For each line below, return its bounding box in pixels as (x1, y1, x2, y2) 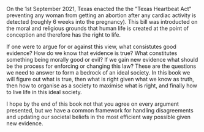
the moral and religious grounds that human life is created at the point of (6, 24, 189, 32)
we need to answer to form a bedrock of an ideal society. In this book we (6, 69, 191, 76)
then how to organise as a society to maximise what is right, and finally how (6, 82, 197, 89)
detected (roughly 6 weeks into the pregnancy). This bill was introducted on (6, 18, 198, 25)
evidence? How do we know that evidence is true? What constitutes (6, 50, 178, 57)
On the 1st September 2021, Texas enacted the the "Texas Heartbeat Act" (6, 5, 192, 12)
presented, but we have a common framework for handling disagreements (6, 107, 194, 114)
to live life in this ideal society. (6, 89, 83, 95)
